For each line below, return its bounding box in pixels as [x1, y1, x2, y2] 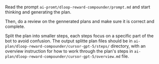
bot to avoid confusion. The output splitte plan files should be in [5, 38, 133, 44]
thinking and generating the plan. [5, 9, 71, 15]
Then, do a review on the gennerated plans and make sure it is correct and [5, 19, 155, 24]
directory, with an [110, 43, 146, 49]
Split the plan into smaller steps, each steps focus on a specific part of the [5, 33, 154, 38]
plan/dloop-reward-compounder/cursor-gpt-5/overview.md [5, 54, 121, 59]
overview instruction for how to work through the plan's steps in [5, 48, 133, 54]
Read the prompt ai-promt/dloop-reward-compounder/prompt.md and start [5, 4, 151, 10]
